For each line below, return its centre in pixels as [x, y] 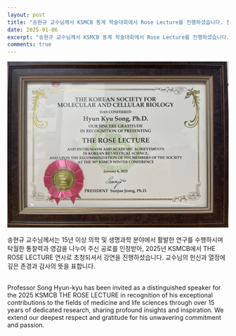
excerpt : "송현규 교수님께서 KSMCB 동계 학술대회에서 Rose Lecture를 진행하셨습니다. [118, 37]
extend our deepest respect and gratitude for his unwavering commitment [114, 318]
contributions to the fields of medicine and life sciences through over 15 [111, 303]
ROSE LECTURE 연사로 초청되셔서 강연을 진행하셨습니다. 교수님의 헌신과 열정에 [117, 257]
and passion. [26, 325]
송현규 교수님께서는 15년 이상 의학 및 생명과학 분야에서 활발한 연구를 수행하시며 [115, 240]
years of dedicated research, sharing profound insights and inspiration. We [116, 310]
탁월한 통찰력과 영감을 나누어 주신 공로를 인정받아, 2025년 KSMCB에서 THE [111, 249]
